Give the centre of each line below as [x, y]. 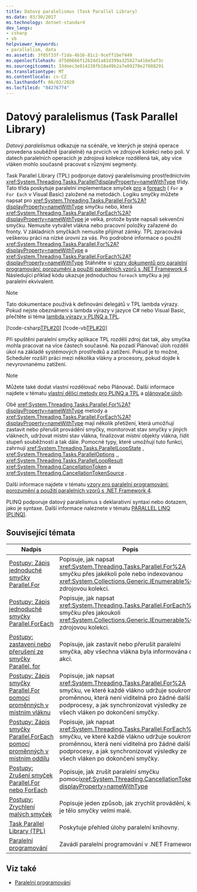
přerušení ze [26, 651]
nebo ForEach [28, 790]
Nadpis [32, 549]
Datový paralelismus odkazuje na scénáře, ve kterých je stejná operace [92, 145]
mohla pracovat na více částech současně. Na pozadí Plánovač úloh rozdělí [97, 345]
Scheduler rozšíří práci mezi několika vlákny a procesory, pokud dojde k [93, 358]
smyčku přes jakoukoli [90, 612]
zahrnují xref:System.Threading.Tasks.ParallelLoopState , [75, 448]
